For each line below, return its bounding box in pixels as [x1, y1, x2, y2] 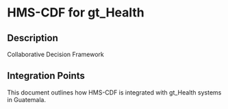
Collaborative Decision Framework [7, 50, 104, 58]
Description [7, 32, 58, 44]
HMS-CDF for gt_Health [7, 5, 145, 21]
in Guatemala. [7, 95, 47, 104]
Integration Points [7, 70, 86, 82]
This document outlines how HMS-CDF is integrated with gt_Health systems [7, 88, 222, 97]
